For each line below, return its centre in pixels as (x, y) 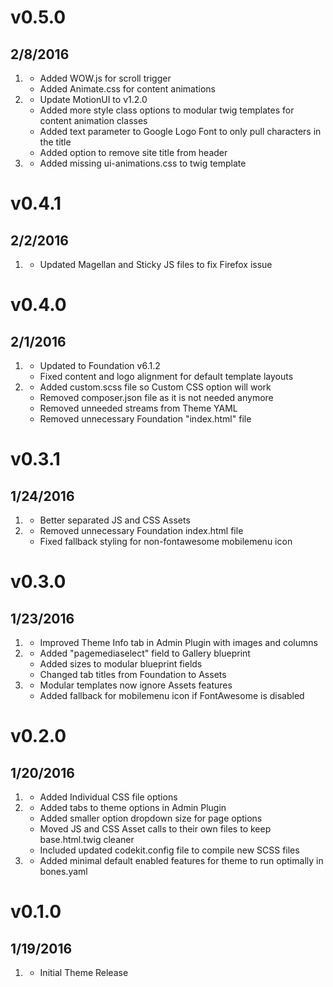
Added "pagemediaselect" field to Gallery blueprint (145, 653)
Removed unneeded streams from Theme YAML (138, 408)
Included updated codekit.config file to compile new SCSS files (169, 850)
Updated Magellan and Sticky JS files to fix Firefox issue (156, 264)
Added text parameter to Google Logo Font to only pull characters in (180, 131)
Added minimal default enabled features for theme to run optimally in (181, 860)
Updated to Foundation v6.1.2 (100, 365)
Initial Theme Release (84, 972)
